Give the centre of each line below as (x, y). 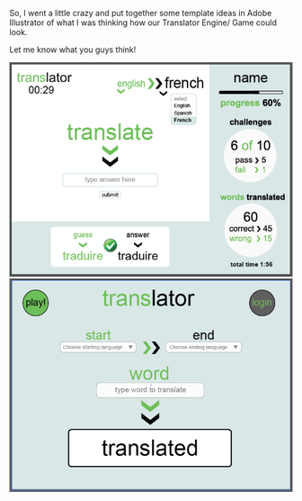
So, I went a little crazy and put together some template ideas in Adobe (141, 13)
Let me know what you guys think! (73, 50)
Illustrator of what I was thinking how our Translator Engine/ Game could (143, 23)
